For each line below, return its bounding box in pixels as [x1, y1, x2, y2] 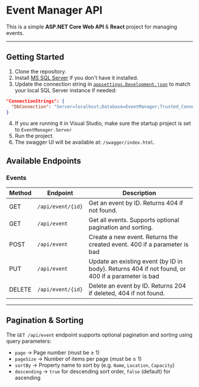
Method [9, 189, 32, 197]
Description [122, 189, 156, 197]
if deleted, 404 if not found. [88, 289, 165, 298]
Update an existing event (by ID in [88, 257, 183, 266]
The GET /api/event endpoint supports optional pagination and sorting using [6, 331, 192, 338]
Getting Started [6, 52, 65, 62]
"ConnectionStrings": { [6, 98, 65, 104]
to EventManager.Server [14, 126, 72, 133]
